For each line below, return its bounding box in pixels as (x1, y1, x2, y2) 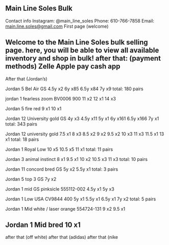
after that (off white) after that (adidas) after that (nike (5, 234, 118, 240)
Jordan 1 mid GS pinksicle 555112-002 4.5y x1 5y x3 (5, 186, 115, 192)
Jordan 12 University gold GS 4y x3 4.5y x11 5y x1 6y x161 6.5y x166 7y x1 (5, 115, 159, 121)
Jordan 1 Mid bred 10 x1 (5, 220, 81, 230)
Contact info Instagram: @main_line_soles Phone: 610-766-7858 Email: (5, 17, 155, 24)
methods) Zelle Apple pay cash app (5, 62, 121, 71)
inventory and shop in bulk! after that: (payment (5, 54, 161, 63)
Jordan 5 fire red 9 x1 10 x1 (5, 105, 62, 112)
